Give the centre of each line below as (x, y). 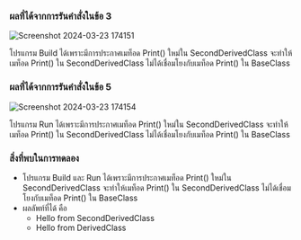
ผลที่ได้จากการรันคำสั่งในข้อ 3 (61, 16)
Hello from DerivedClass (81, 227)
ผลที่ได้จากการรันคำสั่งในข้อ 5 (61, 87)
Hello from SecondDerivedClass (95, 218)
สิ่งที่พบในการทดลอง (44, 158)
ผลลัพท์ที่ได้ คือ (44, 208)
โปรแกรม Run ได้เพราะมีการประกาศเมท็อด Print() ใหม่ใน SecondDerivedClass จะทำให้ (149, 124)
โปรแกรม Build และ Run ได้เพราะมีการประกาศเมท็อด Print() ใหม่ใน (127, 177)
